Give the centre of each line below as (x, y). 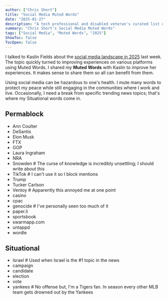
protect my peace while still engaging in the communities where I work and (82, 88)
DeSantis (22, 131)
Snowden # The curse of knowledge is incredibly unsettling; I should (83, 163)
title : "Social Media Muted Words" (42, 15)
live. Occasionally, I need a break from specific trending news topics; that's (82, 93)
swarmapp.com (28, 222)
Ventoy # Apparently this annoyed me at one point (64, 190)
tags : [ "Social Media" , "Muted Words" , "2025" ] (56, 33)
